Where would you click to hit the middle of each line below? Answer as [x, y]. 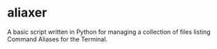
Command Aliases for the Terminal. [58, 39]
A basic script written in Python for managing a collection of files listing [109, 32]
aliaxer [27, 13]
